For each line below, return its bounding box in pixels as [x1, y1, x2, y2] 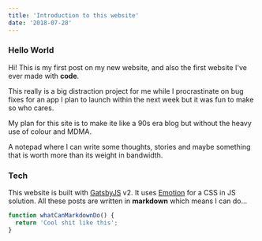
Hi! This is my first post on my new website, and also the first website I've [8, 62, 247, 72]
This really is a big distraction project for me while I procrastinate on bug [8, 86, 244, 95]
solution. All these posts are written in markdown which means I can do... [8, 196, 248, 206]
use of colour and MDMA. [8, 127, 92, 136]
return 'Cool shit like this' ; [15, 218, 118, 227]
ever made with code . [8, 71, 80, 80]
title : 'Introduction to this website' [8, 11, 140, 20]
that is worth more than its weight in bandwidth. [8, 150, 163, 160]
